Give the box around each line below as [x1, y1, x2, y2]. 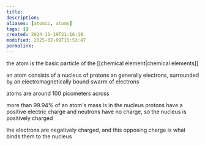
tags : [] [6, 26, 29, 32]
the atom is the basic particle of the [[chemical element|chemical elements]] [6, 59, 199, 67]
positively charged [6, 114, 53, 122]
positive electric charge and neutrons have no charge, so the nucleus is [6, 108, 187, 115]
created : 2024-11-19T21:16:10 [6, 32, 84, 38]
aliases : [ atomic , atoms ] [6, 20, 72, 26]
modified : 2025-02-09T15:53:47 [6, 37, 86, 43]
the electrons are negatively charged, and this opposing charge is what [6, 126, 186, 133]
